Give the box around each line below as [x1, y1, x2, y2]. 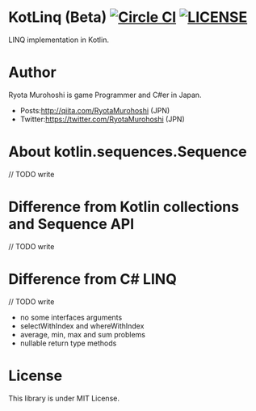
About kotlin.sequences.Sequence [8, 142, 248, 161]
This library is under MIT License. [8, 393, 120, 403]
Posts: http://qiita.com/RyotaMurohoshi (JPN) [19, 105, 170, 115]
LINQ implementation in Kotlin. [8, 35, 109, 44]
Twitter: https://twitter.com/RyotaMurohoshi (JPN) [19, 114, 186, 124]
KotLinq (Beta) [8, 8, 107, 27]
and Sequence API [8, 215, 135, 233]
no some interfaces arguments [19, 312, 123, 322]
